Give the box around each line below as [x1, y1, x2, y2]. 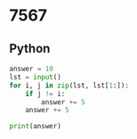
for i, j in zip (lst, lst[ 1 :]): [9, 81, 129, 90]
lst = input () [9, 72, 62, 81]
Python [9, 41, 51, 56]
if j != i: [25, 89, 66, 98]
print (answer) [9, 122, 62, 131]
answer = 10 [9, 64, 53, 73]
